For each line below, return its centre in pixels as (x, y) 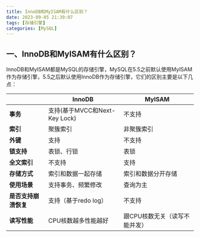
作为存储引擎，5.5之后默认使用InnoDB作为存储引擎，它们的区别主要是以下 (97, 77)
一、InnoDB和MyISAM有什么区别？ (71, 54)
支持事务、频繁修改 (75, 185)
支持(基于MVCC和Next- (82, 111)
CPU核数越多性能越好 (79, 221)
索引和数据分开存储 (150, 174)
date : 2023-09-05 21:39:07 (40, 17)
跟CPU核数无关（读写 (154, 216)
